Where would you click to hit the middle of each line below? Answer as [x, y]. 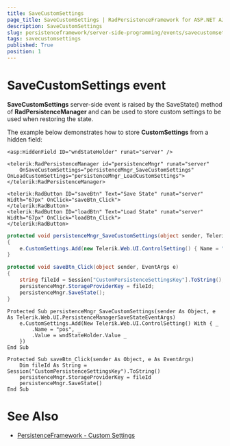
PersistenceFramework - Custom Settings [76, 435]
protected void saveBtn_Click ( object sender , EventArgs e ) [93, 267]
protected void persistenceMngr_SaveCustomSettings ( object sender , [105, 236]
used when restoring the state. [50, 119]
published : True [30, 45]
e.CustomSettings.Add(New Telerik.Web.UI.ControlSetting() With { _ [119, 323]
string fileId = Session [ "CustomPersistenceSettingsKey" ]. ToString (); [122, 280]
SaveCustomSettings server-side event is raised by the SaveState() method [115, 104]
